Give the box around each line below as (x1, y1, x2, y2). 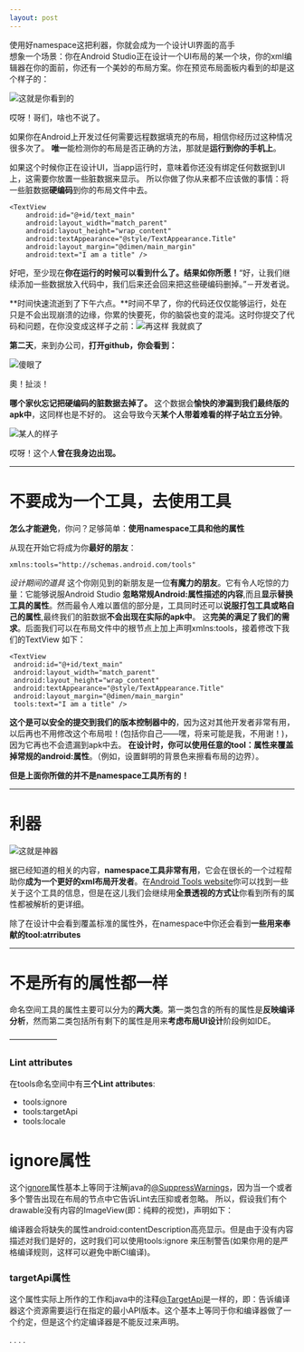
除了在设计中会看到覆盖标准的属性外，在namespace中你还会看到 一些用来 (9, 918, 283, 929)
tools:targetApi (22, 1105, 79, 1116)
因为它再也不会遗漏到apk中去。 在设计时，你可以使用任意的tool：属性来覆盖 (9, 739, 294, 750)
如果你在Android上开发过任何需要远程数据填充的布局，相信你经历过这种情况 (9, 131, 292, 141)
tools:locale (22, 1115, 66, 1126)
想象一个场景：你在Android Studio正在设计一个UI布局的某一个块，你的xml (9, 51, 285, 62)
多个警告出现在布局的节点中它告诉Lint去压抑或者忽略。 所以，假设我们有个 (9, 1193, 288, 1204)
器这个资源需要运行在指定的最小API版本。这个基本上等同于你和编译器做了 (9, 1305, 284, 1316)
